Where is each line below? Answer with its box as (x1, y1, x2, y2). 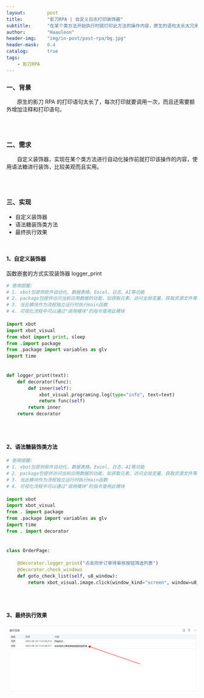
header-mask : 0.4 (6, 42, 56, 48)
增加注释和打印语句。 (11, 105, 65, 112)
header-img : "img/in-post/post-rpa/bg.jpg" (6, 35, 126, 42)
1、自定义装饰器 (6, 255, 47, 263)
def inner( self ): (28, 385, 72, 392)
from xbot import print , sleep (6, 334, 86, 340)
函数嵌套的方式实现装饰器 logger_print (6, 269, 102, 277)
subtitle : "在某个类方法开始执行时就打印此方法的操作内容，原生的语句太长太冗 (6, 22, 195, 29)
